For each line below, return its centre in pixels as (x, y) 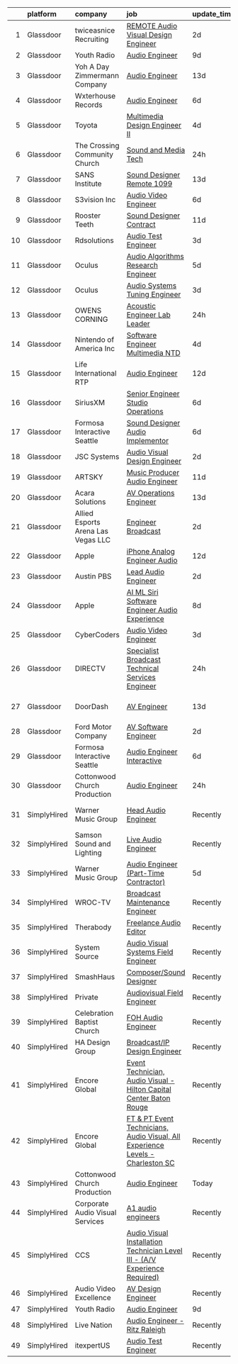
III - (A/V (141, 1259)
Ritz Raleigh (146, 1330)
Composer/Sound (156, 972)
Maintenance (148, 902)
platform (42, 14)
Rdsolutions (95, 240)
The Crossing (97, 146)
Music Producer (153, 473)
